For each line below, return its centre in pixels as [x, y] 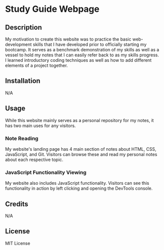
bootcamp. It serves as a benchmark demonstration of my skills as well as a [82, 50]
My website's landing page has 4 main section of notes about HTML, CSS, [81, 149]
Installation [23, 81]
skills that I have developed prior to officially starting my [90, 44]
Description [23, 27]
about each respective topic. [34, 160]
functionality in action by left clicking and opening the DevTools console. [79, 188]
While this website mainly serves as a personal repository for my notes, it [80, 120]
